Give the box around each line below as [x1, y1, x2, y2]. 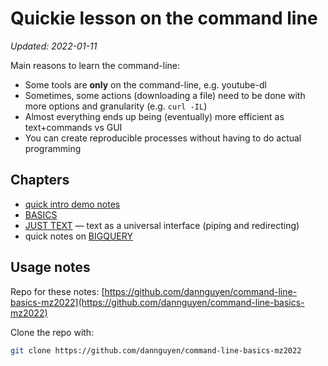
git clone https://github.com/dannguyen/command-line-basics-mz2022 [10, 345, 302, 356]
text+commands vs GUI [24, 121, 123, 133]
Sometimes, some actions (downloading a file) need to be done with [24, 89, 306, 101]
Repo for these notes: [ [10, 285, 105, 297]
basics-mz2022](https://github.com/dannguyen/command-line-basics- [10, 296, 305, 308]
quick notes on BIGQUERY [24, 230, 133, 242]
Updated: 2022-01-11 [10, 40, 98, 52]
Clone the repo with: [10, 326, 95, 338]
